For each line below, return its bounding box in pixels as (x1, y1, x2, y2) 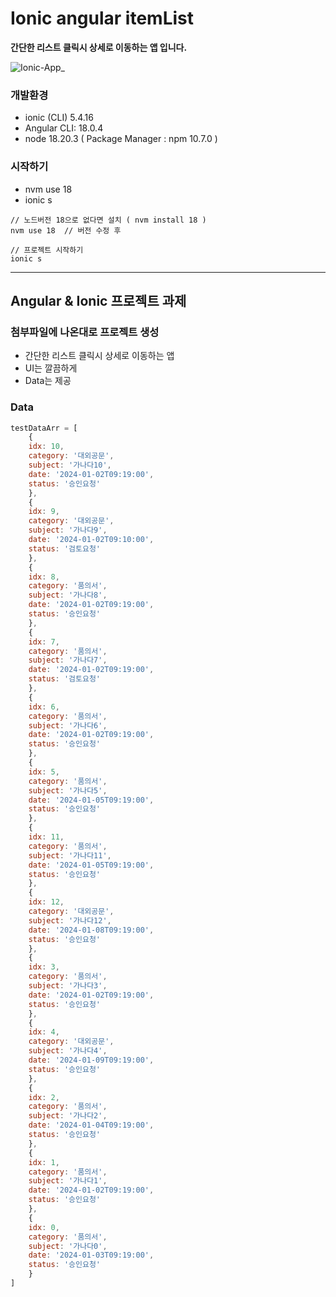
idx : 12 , (28, 897, 65, 907)
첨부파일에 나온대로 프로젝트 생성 (10, 325, 160, 339)
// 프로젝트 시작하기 (10, 245, 84, 255)
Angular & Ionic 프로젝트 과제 (10, 292, 187, 309)
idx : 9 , (28, 507, 60, 517)
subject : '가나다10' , (28, 460, 112, 471)
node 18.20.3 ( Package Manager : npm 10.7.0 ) (24, 133, 218, 145)
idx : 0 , (28, 1222, 60, 1232)
